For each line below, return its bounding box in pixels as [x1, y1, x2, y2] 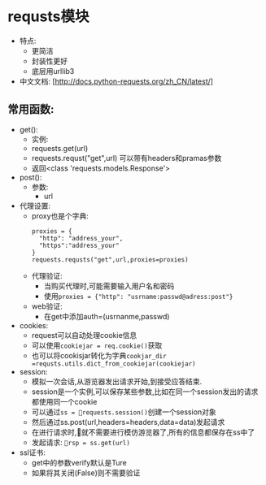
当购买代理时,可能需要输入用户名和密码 [43, 281, 175, 291]
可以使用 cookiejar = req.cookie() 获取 [31, 340, 163, 350]
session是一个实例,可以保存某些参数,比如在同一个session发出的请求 [31, 387, 259, 396]
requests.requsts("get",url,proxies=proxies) [31, 255, 189, 264]
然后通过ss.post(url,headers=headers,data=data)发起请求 [31, 417, 225, 427]
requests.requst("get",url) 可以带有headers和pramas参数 [31, 153, 222, 162]
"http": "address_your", [38, 234, 124, 242]
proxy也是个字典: [31, 210, 89, 220]
